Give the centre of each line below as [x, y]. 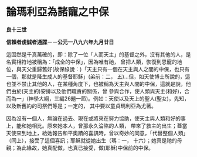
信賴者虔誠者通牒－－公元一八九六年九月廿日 [60, 42]
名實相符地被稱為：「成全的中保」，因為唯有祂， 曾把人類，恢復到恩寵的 [91, 62]
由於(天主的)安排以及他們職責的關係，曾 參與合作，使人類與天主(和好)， [98, 91]
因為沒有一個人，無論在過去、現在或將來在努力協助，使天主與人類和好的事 [96, 118]
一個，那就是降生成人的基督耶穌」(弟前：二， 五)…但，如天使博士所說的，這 [98, 76]
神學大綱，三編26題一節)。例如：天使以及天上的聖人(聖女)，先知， [109, 98]
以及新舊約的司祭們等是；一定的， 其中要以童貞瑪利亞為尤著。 [81, 106]
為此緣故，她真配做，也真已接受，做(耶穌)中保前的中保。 [85, 148]
